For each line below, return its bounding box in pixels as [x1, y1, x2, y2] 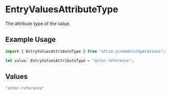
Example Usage [5, 35, 56, 44]
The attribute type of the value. [5, 20, 71, 27]
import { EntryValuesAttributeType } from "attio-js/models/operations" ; [5, 49, 166, 54]
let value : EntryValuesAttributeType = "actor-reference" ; [5, 58, 134, 63]
